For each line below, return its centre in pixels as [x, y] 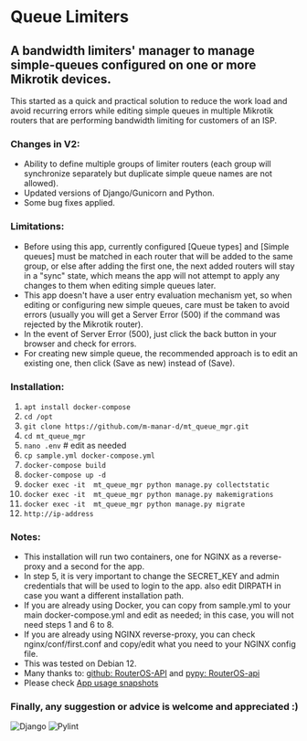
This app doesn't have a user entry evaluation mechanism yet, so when [158, 295]
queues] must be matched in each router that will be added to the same [158, 256]
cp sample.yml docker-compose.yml [89, 455]
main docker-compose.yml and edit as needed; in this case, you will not [159, 615]
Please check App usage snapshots [91, 683]
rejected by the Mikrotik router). [84, 324]
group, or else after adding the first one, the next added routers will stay [159, 266]
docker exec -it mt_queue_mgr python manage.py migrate [134, 504]
